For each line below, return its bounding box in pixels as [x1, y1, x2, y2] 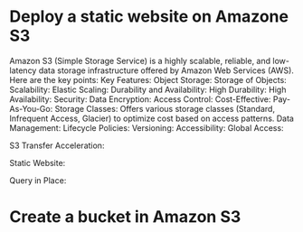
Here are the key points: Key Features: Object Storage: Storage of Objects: [9, 74, 287, 85]
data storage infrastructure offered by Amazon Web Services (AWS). [38, 65, 294, 76]
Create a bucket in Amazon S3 [9, 207, 241, 227]
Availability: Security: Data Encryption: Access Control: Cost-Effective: [9, 93, 271, 105]
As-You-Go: [9, 103, 53, 114]
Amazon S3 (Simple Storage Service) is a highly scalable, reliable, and [9, 55, 271, 66]
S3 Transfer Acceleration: [9, 140, 105, 151]
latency [9, 65, 37, 76]
